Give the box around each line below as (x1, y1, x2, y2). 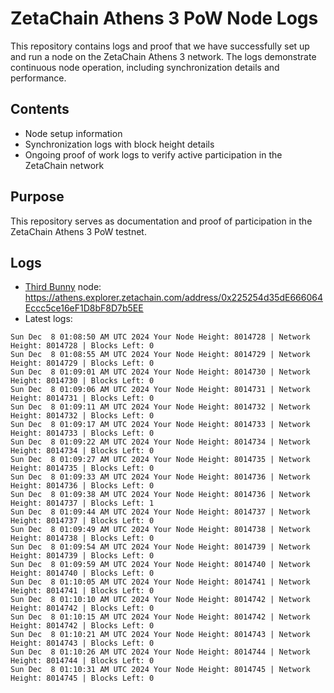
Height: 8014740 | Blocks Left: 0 (10, 568, 155, 579)
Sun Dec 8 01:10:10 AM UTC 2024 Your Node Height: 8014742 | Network (10, 595, 311, 605)
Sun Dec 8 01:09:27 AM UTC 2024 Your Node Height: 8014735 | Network (10, 455, 311, 465)
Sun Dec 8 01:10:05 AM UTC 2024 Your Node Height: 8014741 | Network (10, 577, 311, 587)
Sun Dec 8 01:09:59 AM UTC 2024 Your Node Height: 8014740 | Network (10, 560, 311, 570)
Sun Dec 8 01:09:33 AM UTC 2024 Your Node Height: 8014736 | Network (10, 472, 311, 482)
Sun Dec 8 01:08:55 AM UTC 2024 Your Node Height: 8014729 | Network (10, 350, 311, 360)
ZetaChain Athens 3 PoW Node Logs (10, 7, 319, 30)
